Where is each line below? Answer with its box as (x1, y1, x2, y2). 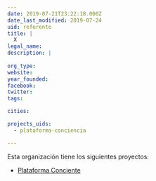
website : (7, 69, 33, 76)
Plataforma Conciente (17, 166, 81, 174)
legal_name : (7, 43, 42, 50)
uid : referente (7, 23, 52, 30)
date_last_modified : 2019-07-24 (7, 17, 102, 24)
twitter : (7, 88, 33, 95)
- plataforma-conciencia (13, 127, 86, 134)
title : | (7, 29, 33, 37)
